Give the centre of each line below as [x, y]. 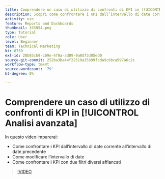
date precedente [29, 151]
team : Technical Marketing [33, 46]
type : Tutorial [21, 32]
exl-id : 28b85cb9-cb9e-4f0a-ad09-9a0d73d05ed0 [54, 55]
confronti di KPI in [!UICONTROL [72, 113]
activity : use [20, 19]
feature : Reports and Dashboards [39, 23]
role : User [16, 37]
